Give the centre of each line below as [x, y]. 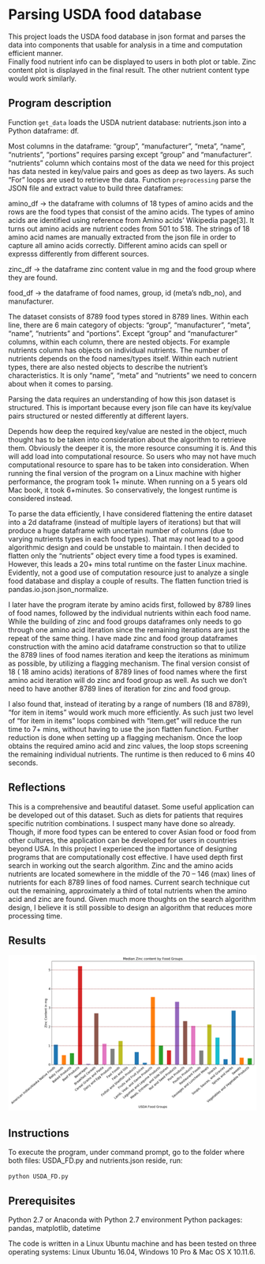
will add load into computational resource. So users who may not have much [132, 456]
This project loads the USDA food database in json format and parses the [127, 36]
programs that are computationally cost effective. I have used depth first [126, 857]
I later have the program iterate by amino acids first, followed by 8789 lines [130, 604]
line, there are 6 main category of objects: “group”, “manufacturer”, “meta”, [129, 325]
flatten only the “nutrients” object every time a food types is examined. [123, 556]
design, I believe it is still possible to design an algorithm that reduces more [130, 907]
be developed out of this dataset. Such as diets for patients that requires [126, 815]
